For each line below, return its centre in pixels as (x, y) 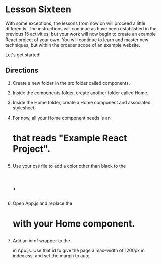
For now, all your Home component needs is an (62, 118)
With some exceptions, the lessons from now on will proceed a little (75, 23)
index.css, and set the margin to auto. (52, 256)
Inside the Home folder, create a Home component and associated (82, 102)
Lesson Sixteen (38, 9)
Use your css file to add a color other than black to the (69, 166)
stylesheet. (24, 108)
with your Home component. (74, 224)
